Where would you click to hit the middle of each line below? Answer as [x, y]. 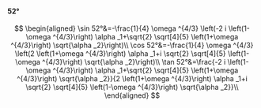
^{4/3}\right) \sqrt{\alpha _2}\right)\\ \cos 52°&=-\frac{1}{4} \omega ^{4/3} [132, 45]
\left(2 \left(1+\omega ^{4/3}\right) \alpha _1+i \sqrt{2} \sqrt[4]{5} [120, 54]
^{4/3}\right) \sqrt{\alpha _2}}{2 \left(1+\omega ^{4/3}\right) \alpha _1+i [132, 79]
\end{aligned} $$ [132, 95]
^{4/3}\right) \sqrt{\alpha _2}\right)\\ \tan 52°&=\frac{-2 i [134, 62]
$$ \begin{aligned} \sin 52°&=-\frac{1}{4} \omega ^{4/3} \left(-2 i [120, 28]
